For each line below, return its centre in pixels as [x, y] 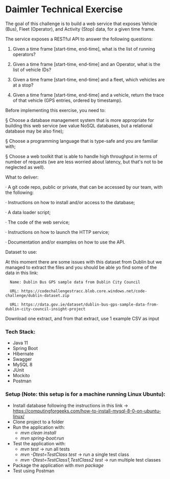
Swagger [22, 359]
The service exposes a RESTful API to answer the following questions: [79, 39]
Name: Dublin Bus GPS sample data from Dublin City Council [75, 282]
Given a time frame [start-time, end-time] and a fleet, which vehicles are [89, 79]
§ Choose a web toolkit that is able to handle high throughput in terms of [81, 156]
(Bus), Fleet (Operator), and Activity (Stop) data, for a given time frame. [80, 29]
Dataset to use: [21, 252]
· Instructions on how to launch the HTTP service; [57, 232]
